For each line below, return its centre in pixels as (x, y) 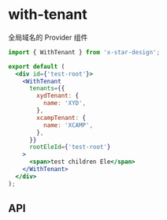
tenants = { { (47, 88)
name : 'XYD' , (65, 103)
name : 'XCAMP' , (68, 125)
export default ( (37, 66)
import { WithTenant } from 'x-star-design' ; (84, 52)
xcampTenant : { (61, 117)
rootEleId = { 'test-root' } (70, 147)
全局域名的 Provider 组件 (48, 37)
